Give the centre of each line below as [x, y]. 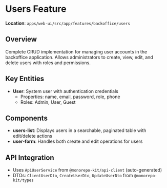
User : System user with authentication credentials [66, 91]
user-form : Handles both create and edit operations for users [78, 141]
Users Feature [36, 9]
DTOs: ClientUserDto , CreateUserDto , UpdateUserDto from [73, 176]
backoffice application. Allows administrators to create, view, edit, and [79, 57]
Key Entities [25, 79]
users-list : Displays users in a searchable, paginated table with [79, 130]
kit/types [23, 180]
